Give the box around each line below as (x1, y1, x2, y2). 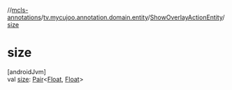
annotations (7, 13, 42, 21)
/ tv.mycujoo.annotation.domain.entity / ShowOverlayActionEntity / (41, 13, 225, 21)
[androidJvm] (7, 67, 47, 75)
